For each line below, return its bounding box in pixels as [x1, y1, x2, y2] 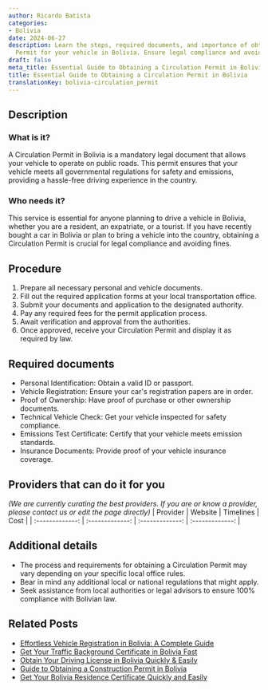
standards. [19, 438, 56, 448]
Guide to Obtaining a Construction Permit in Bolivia [19, 664, 187, 673]
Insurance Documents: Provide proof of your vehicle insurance [19, 446, 227, 455]
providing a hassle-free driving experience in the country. [8, 175, 198, 185]
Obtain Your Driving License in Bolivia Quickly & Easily [19, 655, 198, 664]
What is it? [8, 132, 50, 143]
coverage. [19, 455, 53, 464]
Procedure [8, 262, 62, 275]
